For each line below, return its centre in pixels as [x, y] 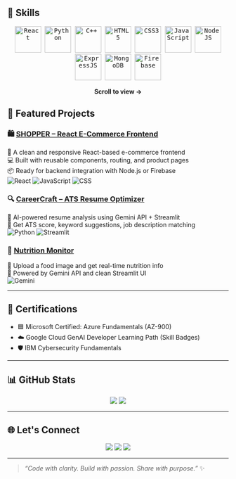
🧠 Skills [24, 13]
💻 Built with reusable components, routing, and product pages [98, 160]
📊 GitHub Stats [41, 380]
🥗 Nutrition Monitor [41, 250]
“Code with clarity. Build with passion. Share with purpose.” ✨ [114, 468]
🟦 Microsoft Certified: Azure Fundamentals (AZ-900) [94, 326]
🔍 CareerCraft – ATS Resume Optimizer [76, 199]
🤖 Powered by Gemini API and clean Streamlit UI [77, 273]
